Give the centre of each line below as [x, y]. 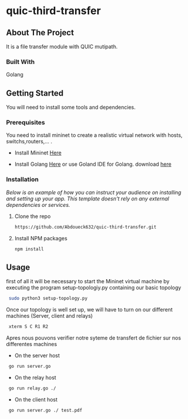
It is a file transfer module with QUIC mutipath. [62, 46]
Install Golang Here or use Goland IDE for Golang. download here [93, 164]
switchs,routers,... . [29, 142]
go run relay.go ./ [33, 388]
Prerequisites [25, 123]
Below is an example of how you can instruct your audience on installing [94, 192]
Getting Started [35, 93]
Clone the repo [33, 216]
